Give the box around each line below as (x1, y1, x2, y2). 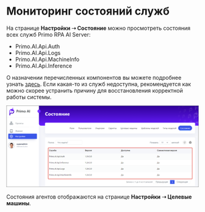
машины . (6, 200, 32, 207)
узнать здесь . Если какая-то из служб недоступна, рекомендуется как (6, 80, 191, 88)
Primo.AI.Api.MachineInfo (15, 55, 80, 63)
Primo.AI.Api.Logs (15, 49, 61, 56)
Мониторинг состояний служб (6, 4, 170, 18)
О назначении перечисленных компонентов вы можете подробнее (6, 74, 182, 81)
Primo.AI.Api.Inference (15, 62, 72, 69)
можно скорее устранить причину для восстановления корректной (6, 87, 183, 94)
